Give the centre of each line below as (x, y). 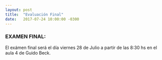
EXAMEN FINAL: (25, 36)
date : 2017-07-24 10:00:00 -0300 (42, 19)
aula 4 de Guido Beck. (28, 52)
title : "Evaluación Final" (34, 14)
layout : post (19, 10)
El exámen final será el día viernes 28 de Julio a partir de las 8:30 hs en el (81, 47)
